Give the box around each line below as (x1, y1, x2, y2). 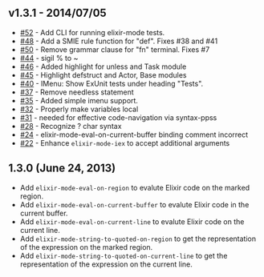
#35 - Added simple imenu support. (19, 95, 139, 105)
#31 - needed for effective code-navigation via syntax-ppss (19, 112, 217, 122)
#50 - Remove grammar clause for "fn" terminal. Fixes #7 (19, 44, 210, 54)
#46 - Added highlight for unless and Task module (19, 62, 187, 71)
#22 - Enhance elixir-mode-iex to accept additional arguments (19, 138, 230, 147)
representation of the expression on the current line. (19, 259, 193, 269)
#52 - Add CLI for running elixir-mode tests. (19, 27, 165, 37)
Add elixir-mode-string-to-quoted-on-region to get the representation (19, 234, 257, 243)
